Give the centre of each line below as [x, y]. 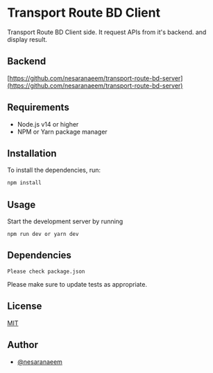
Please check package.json [46, 271]
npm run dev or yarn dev [43, 235]
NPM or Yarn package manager [62, 132]
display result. [27, 39]
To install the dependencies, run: [54, 170]
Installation [32, 153]
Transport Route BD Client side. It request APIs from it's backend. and [107, 32]
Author [23, 345]
